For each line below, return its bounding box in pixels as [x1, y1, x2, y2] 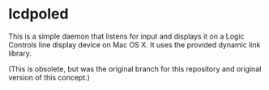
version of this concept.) [8, 72, 91, 82]
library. [8, 48, 32, 58]
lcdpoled [8, 5, 69, 23]
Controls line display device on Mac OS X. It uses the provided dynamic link [8, 39, 261, 49]
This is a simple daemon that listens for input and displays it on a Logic [8, 31, 245, 41]
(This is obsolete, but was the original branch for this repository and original [8, 63, 262, 73]
